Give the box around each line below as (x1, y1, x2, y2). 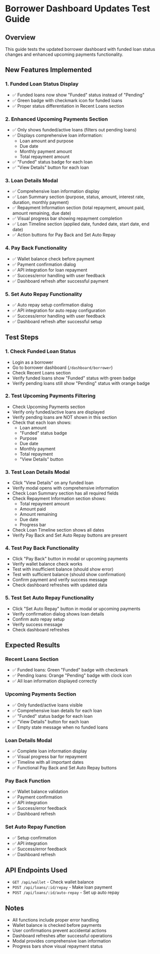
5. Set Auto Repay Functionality (5, 290, 82, 297)
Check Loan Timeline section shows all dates (12, 527, 105, 533)
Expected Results (5, 641, 60, 650)
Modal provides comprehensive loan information (12, 938, 111, 944)
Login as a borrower (12, 359, 53, 365)
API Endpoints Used (5, 866, 68, 874)
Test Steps (5, 333, 39, 341)
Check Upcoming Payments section (12, 404, 85, 410)
